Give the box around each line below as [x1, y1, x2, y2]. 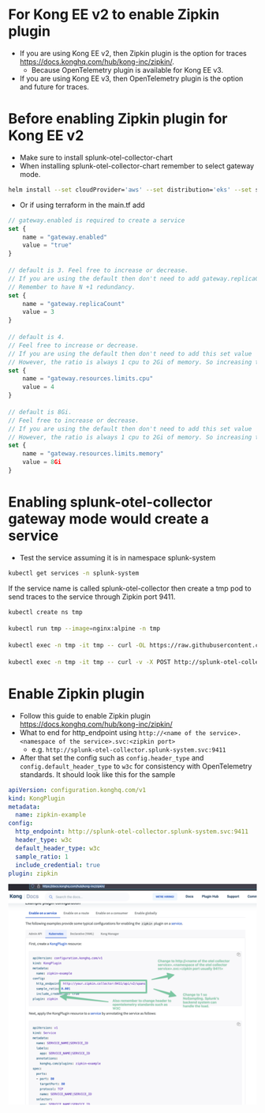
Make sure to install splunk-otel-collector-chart [19, 153, 174, 162]
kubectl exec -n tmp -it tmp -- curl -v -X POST [8, 658, 171, 666]
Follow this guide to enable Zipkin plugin [19, 711, 151, 720]
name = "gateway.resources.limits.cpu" [22, 375, 154, 383]
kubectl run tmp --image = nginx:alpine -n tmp [8, 624, 160, 633]
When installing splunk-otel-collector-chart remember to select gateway [19, 160, 255, 171]
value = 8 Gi [22, 458, 62, 466]
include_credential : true [15, 861, 101, 869]
